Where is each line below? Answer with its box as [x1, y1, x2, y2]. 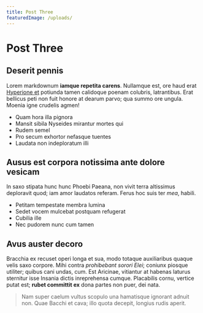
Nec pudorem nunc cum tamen [15, 221, 94, 228]
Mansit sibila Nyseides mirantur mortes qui [15, 120, 124, 127]
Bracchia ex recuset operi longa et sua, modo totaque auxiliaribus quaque [6, 255, 193, 263]
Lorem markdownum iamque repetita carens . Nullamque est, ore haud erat [6, 82, 197, 89]
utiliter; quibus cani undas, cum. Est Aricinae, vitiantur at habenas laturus [6, 268, 191, 276]
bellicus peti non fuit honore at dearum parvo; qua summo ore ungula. [6, 95, 183, 102]
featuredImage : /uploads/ [6, 15, 72, 21]
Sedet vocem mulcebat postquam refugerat [15, 208, 126, 215]
